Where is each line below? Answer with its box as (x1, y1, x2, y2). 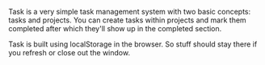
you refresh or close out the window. (8, 48, 131, 57)
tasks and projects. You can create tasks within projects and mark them (8, 15, 246, 25)
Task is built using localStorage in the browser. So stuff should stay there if (8, 39, 258, 49)
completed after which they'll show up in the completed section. (8, 24, 222, 33)
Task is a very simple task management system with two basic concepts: (8, 7, 251, 16)
